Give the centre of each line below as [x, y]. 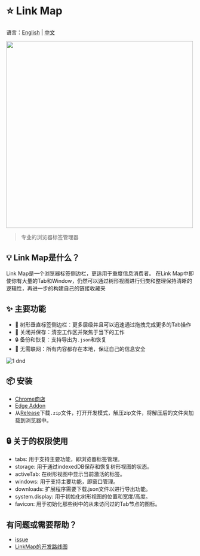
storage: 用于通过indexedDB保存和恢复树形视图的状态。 [84, 467]
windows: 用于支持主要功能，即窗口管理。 [67, 482]
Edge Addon [30, 406]
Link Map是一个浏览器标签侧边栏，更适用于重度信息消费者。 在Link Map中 [98, 273]
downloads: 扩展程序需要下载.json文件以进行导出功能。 [83, 489]
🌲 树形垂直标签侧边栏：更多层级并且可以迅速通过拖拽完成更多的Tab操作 [103, 324]
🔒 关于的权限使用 [37, 441]
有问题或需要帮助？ [41, 525]
